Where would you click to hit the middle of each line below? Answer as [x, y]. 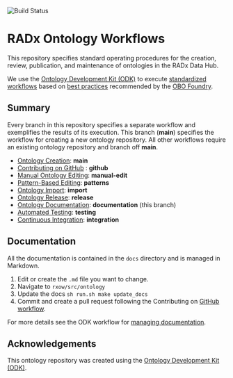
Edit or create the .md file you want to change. [83, 279]
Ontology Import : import [52, 190]
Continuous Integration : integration [68, 220]
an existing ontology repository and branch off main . [83, 147]
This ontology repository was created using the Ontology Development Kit [113, 361]
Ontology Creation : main [53, 161]
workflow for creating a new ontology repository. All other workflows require [116, 140]
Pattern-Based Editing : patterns [63, 182]
